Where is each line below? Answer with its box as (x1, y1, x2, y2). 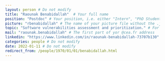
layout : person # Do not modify (5, 7, 71, 12)
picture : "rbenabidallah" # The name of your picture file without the (5, 21, 155, 26)
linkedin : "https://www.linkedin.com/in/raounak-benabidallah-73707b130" (5, 35, 160, 40)
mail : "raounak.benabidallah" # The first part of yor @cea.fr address (5, 30, 155, 35)
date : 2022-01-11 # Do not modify (5, 44, 76, 49)
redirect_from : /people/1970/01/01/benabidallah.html (5, 48, 118, 53)
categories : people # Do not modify (5, 39, 80, 44)
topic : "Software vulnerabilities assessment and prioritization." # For (5, 26, 160, 30)
